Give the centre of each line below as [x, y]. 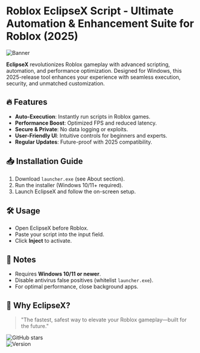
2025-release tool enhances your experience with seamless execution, [93, 77]
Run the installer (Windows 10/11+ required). [69, 185]
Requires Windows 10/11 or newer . [58, 274]
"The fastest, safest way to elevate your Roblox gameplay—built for [104, 320]
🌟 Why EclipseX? [38, 305]
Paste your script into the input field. [59, 234]
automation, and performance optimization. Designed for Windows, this [94, 70]
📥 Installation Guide [45, 161]
